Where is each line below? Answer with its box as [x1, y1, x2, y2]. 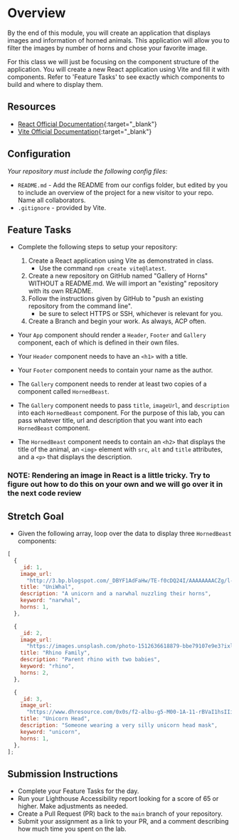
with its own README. [28, 287, 94, 295]
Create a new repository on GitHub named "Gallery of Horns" [28, 272, 208, 280]
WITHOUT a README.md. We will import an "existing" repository [28, 279, 219, 288]
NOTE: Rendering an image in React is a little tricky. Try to [7, 471, 211, 481]
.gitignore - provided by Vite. [17, 203, 107, 211]
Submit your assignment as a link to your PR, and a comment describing [17, 817, 229, 826]
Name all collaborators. [17, 196, 86, 204]
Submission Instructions [7, 767, 119, 780]
